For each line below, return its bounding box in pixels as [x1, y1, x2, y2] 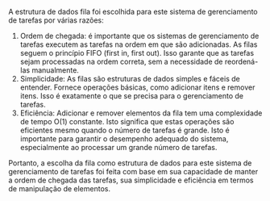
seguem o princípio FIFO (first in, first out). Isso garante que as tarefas [19, 48, 255, 57]
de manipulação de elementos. [8, 184, 111, 193]
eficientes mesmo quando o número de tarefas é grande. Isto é [19, 125, 230, 135]
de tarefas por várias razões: [8, 15, 104, 25]
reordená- [224, 57, 259, 66]
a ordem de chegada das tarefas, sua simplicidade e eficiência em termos [8, 175, 254, 185]
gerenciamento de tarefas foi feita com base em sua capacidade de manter [8, 167, 259, 176]
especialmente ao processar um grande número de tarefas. [19, 143, 218, 152]
